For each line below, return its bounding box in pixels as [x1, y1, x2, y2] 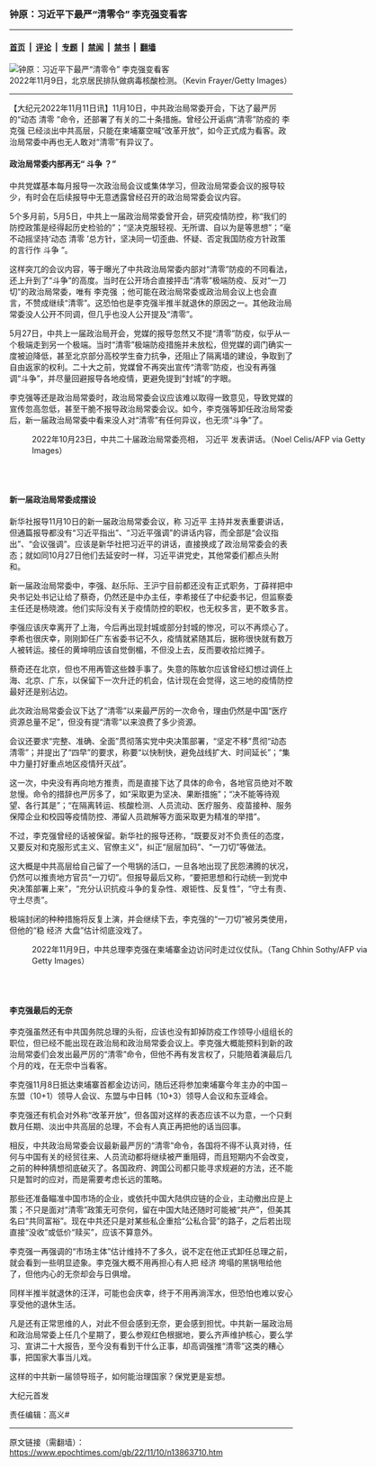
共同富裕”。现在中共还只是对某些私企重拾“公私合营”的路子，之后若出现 [28, 1216, 291, 1226]
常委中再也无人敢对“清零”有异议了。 [24, 136, 159, 147]
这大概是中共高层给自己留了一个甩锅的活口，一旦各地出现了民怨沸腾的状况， [9, 861, 293, 871]
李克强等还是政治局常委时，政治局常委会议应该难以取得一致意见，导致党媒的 [9, 392, 293, 403]
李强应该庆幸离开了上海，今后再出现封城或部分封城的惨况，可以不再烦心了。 [9, 622, 293, 633]
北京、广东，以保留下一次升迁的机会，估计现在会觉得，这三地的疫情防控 [24, 674, 293, 686]
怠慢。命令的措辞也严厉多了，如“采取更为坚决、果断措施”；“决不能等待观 [9, 788, 281, 799]
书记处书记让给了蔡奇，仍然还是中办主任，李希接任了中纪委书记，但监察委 [16, 591, 293, 602]
